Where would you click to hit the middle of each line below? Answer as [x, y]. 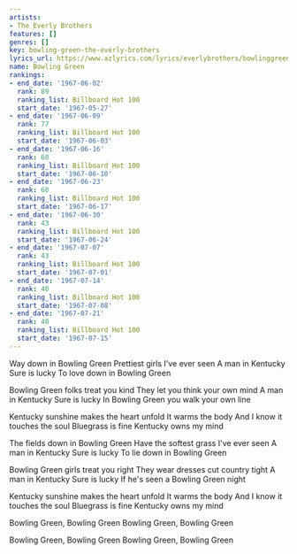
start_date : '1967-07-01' [65, 273]
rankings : [27, 75]
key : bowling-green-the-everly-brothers [85, 50]
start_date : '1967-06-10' [65, 173]
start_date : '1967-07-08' [65, 305]
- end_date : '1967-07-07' [57, 248]
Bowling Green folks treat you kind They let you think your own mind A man [146, 389]
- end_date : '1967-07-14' [57, 281]
